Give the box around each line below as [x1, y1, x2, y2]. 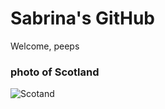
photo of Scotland [10, 65, 100, 79]
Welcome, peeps [10, 40, 80, 52]
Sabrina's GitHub [10, 7, 155, 30]
